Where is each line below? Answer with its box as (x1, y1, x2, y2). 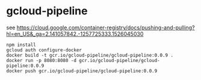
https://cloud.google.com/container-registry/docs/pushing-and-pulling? (16, 24, 195, 31)
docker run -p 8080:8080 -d (6, 57, 77, 63)
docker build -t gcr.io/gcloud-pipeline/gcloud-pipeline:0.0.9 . (6, 52, 173, 58)
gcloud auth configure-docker (6, 47, 82, 53)
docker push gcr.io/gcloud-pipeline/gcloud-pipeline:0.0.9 (6, 67, 158, 74)
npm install (6, 42, 36, 48)
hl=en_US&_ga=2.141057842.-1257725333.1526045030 (6, 30, 144, 37)
